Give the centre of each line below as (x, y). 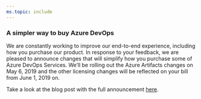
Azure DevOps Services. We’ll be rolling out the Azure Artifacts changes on (100, 65)
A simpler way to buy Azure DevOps (60, 32)
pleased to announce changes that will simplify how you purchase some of (99, 58)
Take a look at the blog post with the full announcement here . (82, 89)
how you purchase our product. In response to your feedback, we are (93, 52)
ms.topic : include (29, 12)
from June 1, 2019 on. (33, 77)
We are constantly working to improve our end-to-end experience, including (101, 46)
